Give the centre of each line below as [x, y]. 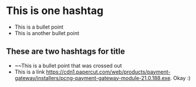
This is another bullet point [47, 33]
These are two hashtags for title [65, 52]
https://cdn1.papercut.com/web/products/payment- [108, 72]
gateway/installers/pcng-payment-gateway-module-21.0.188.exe [92, 78]
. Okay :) [180, 78]
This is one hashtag [55, 11]
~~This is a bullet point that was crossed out [68, 65]
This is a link [30, 72]
